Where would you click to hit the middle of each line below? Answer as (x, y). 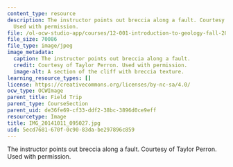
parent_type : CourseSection (48, 104)
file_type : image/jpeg (40, 46)
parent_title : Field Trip (44, 98)
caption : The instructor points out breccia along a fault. (102, 59)
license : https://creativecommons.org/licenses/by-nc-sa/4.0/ (99, 85)
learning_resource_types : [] (49, 78)
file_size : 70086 (32, 39)
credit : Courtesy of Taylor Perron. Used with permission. (101, 65)
